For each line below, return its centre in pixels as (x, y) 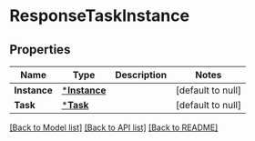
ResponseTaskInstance (99, 16)
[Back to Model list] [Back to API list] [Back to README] (114, 127)
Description (141, 75)
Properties (40, 50)
